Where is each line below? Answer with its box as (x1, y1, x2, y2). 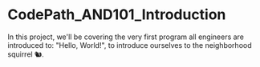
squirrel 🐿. (7, 49, 45, 59)
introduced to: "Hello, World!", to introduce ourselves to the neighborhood (7, 40, 252, 49)
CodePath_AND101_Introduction (7, 6, 226, 24)
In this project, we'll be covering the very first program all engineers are (7, 32, 244, 41)
